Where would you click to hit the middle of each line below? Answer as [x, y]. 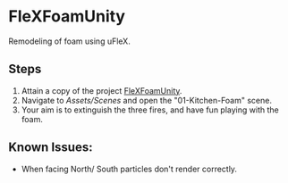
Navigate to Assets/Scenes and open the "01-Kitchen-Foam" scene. [146, 100]
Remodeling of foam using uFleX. [69, 41]
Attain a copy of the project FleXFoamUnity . [102, 90]
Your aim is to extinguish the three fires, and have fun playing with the [150, 110]
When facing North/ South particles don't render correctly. [129, 169]
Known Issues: [51, 148]
